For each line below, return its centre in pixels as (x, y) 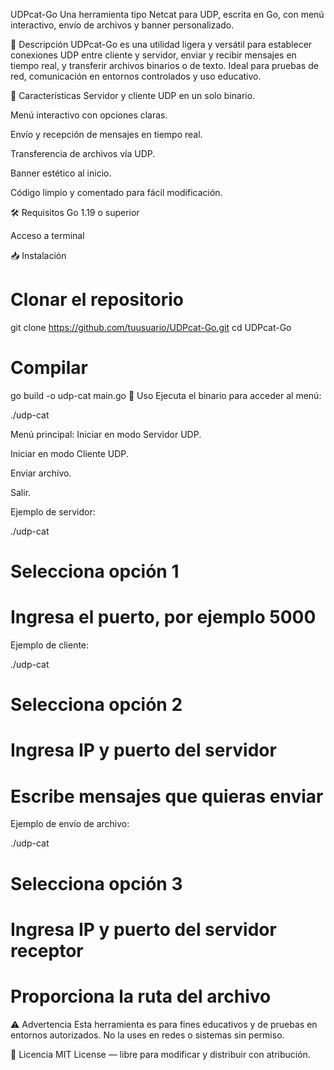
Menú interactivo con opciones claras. (89, 115)
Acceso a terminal (47, 235)
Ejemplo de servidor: (53, 511)
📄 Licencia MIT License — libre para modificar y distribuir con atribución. (160, 1054)
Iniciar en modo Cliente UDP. (69, 453)
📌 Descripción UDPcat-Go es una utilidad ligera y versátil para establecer (161, 44)
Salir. (21, 492)
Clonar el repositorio (97, 300)
